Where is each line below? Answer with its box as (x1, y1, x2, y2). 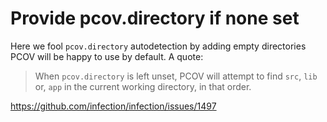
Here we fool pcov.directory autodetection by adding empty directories (10, 40, 307, 52)
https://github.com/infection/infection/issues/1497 (10, 100, 217, 112)
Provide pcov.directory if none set (10, 7, 300, 30)
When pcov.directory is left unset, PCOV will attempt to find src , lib (34, 70, 318, 82)
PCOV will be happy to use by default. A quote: (10, 50, 204, 62)
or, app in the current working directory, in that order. (34, 80, 252, 92)
